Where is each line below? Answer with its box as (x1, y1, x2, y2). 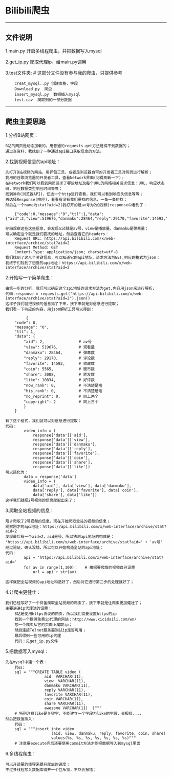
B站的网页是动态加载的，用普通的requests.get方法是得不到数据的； (5, 143, 131, 148)
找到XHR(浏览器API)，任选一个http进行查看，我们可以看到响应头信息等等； (5, 191, 143, 197)
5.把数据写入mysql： (5, 648, 49, 654)
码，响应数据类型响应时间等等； (5, 186, 63, 191)
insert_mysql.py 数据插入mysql (14, 92, 80, 97)
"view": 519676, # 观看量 (24, 344, 95, 350)
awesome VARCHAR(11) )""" (44, 705, 102, 711)
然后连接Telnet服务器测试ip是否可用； (14, 627, 87, 633)
